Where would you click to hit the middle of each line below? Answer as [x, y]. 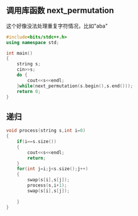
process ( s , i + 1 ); [47, 185]
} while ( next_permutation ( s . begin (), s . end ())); [75, 86]
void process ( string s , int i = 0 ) [46, 131]
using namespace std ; [33, 42]
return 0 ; [29, 91]
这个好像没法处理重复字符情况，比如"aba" [57, 26]
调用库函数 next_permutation [60, 11]
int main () [19, 53]
